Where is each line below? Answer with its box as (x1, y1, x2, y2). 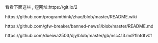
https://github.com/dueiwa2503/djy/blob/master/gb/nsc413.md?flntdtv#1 (5, 33, 153, 38)
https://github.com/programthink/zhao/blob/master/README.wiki (5, 14, 137, 19)
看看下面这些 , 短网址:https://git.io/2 (5, 4, 78, 10)
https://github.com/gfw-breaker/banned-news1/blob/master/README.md (5, 23, 154, 29)
